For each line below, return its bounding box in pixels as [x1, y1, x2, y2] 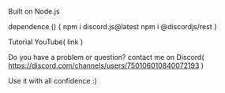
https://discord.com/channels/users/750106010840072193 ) [8, 61, 204, 70]
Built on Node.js [8, 7, 61, 16]
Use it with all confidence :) [8, 76, 97, 85]
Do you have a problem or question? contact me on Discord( [8, 53, 204, 61]
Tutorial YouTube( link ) [8, 37, 84, 46]
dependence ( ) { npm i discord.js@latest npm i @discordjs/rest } [8, 22, 217, 31]
